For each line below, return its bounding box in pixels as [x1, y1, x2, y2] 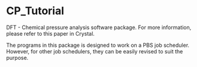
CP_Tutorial [6, 4, 64, 18]
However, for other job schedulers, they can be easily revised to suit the [6, 47, 183, 55]
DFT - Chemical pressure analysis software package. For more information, [6, 24, 192, 31]
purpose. [6, 54, 29, 61]
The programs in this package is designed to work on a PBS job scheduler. [6, 42, 190, 49]
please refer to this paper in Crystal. [6, 30, 95, 37]
